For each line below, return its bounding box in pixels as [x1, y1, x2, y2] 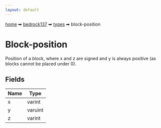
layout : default [5, 7, 39, 13]
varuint [27, 106, 44, 113]
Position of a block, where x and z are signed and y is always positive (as [5, 55, 156, 61]
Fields [5, 75, 25, 83]
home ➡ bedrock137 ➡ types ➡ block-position [5, 21, 101, 27]
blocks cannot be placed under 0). [5, 61, 77, 67]
